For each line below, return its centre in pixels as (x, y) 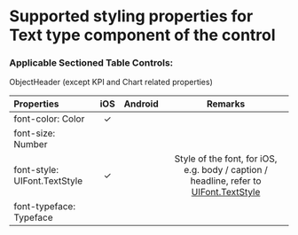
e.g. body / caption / (226, 170)
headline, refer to (226, 181)
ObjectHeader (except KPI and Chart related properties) (111, 82)
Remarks (226, 104)
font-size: (35, 133)
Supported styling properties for (131, 16)
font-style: (36, 170)
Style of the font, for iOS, (226, 159)
